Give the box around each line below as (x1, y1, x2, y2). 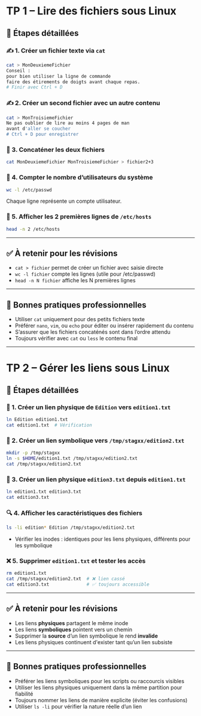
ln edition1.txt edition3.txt (6, 489, 82, 495)
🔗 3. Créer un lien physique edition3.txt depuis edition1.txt (6, 475, 186, 483)
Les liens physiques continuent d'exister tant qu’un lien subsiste (14, 638, 173, 645)
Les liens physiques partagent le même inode (14, 619, 129, 626)
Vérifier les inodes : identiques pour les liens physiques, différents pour (14, 535, 191, 543)
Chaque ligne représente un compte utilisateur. (6, 197, 122, 205)
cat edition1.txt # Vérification (6, 422, 93, 428)
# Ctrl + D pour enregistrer (6, 132, 79, 138)
